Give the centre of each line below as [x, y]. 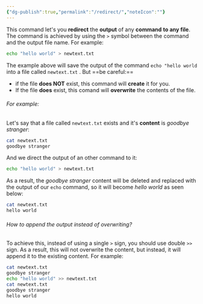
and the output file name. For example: [55, 42]
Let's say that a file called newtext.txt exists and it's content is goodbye [98, 123]
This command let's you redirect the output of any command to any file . [98, 29]
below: [15, 194]
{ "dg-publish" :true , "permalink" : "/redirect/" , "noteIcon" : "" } [86, 12]
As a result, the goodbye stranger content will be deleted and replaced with [102, 181]
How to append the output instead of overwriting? [69, 224]
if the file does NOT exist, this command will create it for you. [93, 84]
